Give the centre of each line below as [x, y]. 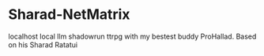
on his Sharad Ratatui [43, 44]
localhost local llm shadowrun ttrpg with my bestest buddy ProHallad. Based [132, 36]
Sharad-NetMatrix [69, 15]
